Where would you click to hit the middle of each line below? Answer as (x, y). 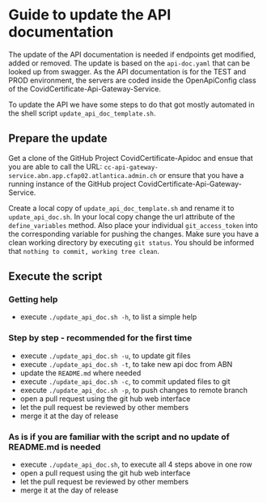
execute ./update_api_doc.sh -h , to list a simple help (108, 317)
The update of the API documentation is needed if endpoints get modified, (132, 54)
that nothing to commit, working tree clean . (84, 251)
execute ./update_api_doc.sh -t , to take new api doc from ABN (126, 364)
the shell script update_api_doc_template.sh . (82, 113)
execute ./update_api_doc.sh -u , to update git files (106, 355)
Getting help (33, 299)
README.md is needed (55, 446)
